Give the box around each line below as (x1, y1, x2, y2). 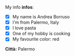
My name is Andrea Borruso (12, 14, 70, 19)
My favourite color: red (12, 36, 60, 42)
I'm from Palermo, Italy (12, 19, 60, 25)
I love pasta (12, 25, 36, 31)
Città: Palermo (5, 46, 35, 52)
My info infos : (5, 4, 34, 10)
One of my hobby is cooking (12, 31, 71, 37)
